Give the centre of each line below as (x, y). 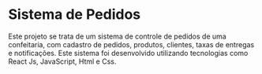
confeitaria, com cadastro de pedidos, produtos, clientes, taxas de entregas (131, 44)
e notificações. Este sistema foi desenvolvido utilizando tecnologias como (128, 53)
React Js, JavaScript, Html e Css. (62, 61)
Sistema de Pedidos (74, 15)
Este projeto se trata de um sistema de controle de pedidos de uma (117, 36)
